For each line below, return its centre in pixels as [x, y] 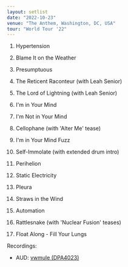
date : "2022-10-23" [32, 18]
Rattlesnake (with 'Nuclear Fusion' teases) [69, 223]
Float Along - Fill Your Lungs [51, 234]
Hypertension [33, 46]
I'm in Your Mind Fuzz [43, 140]
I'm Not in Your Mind [41, 117]
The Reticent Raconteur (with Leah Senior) [69, 81]
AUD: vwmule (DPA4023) [47, 258]
